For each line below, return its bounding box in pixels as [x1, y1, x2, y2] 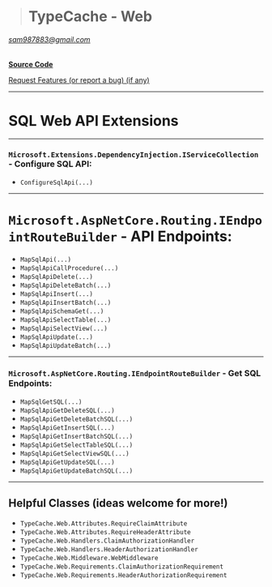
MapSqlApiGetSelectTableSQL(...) [19, 441, 134, 449]
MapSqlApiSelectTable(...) [19, 315, 112, 323]
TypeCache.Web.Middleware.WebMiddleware [19, 554, 159, 562]
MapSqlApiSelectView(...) [19, 324, 108, 332]
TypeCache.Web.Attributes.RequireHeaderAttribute [19, 528, 192, 536]
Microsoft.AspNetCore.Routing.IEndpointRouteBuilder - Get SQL [8, 368, 261, 379]
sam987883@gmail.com [8, 34, 91, 44]
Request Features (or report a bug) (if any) [8, 75, 150, 85]
